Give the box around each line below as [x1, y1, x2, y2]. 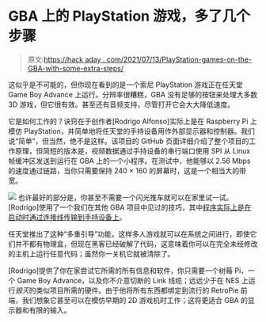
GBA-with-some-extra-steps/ [27, 63, 124, 73]
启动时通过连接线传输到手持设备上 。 [8, 212, 127, 222]
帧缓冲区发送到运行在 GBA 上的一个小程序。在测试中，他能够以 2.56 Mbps [8, 156, 251, 165]
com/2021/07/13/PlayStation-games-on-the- [106, 55, 252, 64]
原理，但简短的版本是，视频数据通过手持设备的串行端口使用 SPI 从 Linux [14, 146, 251, 155]
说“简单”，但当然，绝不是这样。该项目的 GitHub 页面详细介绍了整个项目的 [8, 136, 249, 146]
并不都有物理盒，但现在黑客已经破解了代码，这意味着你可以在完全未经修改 [14, 239, 258, 248]
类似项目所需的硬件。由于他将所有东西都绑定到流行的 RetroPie [35, 286, 239, 295]
